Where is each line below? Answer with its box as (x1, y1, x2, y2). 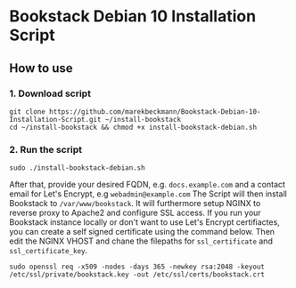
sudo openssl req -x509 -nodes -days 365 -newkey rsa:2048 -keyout (9, 262, 266, 272)
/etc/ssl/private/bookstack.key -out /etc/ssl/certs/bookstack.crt (9, 270, 266, 279)
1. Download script (9, 87, 92, 100)
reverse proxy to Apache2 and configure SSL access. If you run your (9, 207, 261, 219)
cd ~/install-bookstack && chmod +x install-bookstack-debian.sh (9, 123, 257, 132)
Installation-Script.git (9, 115, 102, 124)
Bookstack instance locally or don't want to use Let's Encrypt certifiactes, (9, 217, 281, 228)
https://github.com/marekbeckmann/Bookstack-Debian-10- (48, 107, 261, 116)
